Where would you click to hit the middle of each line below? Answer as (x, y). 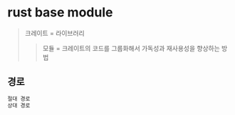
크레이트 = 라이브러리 (54, 33)
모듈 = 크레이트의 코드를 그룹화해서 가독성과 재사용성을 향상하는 (131, 48)
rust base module (60, 12)
